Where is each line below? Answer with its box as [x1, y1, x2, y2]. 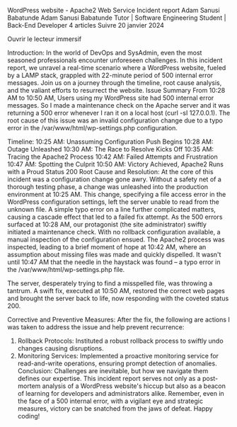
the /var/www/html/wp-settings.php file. [7, 266, 125, 273]
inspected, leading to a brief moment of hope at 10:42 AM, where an [7, 243, 207, 251]
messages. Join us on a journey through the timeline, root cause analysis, [7, 79, 222, 87]
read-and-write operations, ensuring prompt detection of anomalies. [17, 359, 217, 368]
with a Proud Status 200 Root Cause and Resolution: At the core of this [7, 168, 214, 176]
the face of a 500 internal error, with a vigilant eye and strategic [17, 397, 204, 405]
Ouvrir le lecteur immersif [7, 35, 82, 43]
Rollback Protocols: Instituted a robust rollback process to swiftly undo [17, 336, 224, 345]
